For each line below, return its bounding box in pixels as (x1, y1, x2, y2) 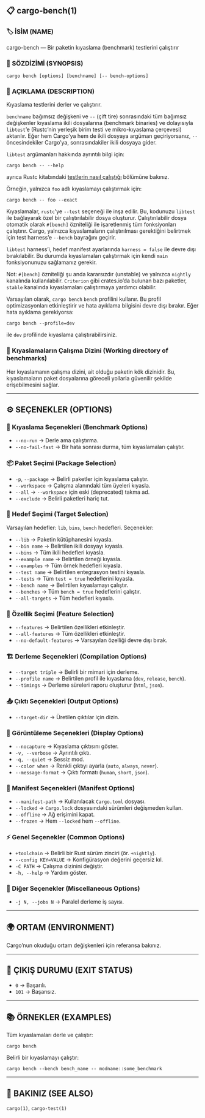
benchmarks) (6, 354, 48, 363)
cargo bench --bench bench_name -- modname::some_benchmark (6, 1066, 163, 1072)
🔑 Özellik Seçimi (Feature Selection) (6, 610, 115, 618)
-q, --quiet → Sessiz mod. (15, 756, 85, 763)
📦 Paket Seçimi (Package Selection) (6, 459, 117, 467)
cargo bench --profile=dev (6, 320, 75, 327)
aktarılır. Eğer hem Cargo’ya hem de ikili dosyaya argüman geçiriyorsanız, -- (6, 132, 198, 140)
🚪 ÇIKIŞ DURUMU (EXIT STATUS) (6, 965, 133, 976)
